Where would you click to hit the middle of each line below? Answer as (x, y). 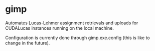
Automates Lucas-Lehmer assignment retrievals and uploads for (72, 23)
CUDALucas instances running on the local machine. (59, 28)
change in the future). (28, 43)
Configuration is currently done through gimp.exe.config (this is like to (78, 38)
